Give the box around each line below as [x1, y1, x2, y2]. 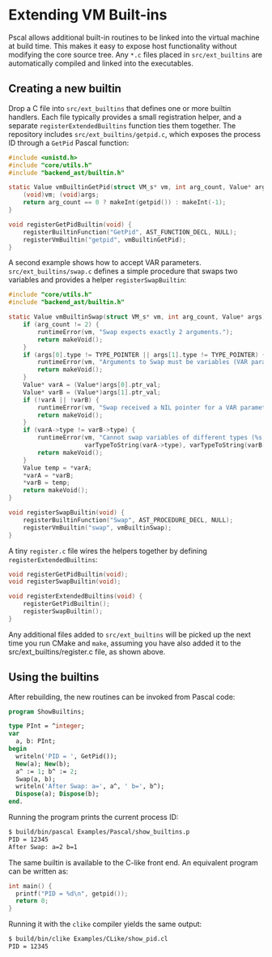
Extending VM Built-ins [8, 6, 168, 24]
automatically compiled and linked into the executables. [8, 58, 194, 68]
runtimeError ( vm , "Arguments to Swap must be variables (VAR [37, 358, 249, 367]
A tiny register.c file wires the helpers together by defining [8, 546, 208, 556]
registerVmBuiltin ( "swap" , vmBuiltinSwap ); [23, 523, 172, 532]
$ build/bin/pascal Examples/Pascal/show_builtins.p [8, 828, 190, 836]
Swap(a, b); [15, 775, 57, 783]
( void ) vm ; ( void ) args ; [23, 191, 100, 200]
